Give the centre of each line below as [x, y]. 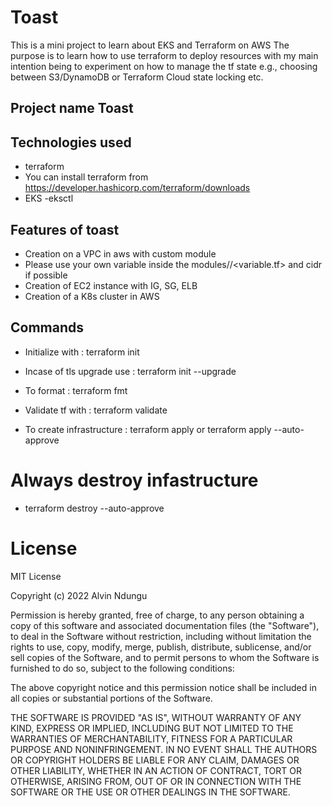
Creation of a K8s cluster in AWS [92, 296]
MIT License [36, 576]
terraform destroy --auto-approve [94, 508]
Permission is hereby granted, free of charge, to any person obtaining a [157, 615]
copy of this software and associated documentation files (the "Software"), [165, 625]
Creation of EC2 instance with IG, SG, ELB [111, 285]
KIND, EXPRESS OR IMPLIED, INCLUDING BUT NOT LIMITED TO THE [152, 728]
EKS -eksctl [49, 198]
